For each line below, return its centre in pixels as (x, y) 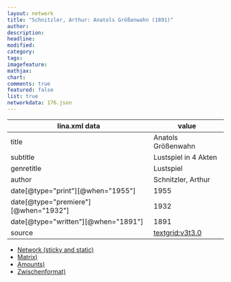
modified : (21, 45)
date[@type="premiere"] (51, 202)
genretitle (26, 168)
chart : (16, 77)
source (22, 233)
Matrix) (27, 257)
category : (21, 52)
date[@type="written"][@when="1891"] (77, 222)
